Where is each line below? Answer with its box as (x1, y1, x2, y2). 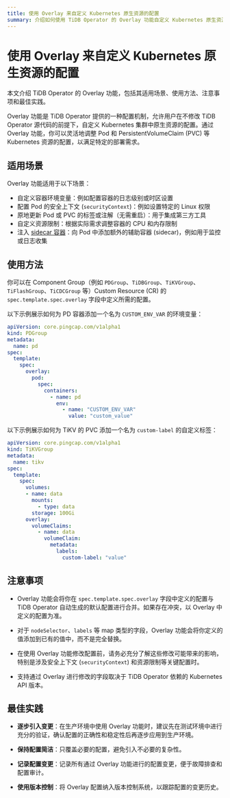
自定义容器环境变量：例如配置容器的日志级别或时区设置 (16, 194, 173, 202)
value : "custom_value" (68, 412, 133, 420)
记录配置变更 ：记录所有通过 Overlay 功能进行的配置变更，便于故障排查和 (16, 760, 222, 768)
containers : (43, 387, 78, 394)
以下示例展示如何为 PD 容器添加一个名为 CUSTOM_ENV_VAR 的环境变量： (7, 310, 203, 319)
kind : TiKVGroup (7, 446, 53, 453)
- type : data (37, 503, 75, 510)
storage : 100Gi (31, 510, 75, 516)
